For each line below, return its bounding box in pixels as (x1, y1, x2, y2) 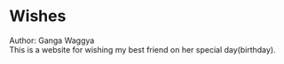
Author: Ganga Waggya (9, 35, 95, 46)
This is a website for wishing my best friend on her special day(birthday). (9, 44, 277, 54)
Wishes (9, 6, 67, 26)
